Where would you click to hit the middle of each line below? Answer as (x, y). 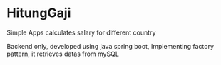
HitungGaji (39, 13)
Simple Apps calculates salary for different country (81, 32)
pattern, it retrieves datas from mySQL (63, 54)
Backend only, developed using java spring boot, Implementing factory (110, 46)
